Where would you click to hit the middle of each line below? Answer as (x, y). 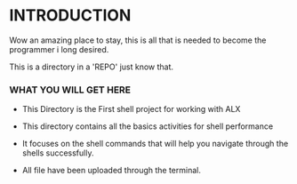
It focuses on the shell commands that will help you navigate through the (155, 144)
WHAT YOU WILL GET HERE (70, 90)
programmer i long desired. (59, 49)
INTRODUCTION (70, 16)
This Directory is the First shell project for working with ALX (131, 109)
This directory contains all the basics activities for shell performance (148, 126)
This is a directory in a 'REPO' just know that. (92, 67)
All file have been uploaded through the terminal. (112, 171)
